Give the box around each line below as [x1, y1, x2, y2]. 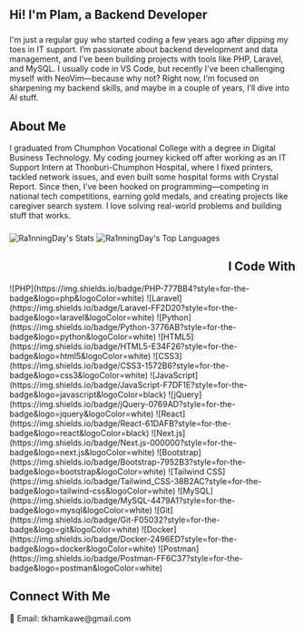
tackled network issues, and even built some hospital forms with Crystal [9, 171, 279, 182]
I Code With [228, 258, 296, 275]
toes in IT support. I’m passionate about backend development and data [9, 44, 279, 55]
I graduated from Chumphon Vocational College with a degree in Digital [9, 142, 277, 153]
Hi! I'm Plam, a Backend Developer [9, 7, 208, 23]
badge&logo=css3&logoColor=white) [9, 369, 148, 380]
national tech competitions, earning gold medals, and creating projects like [9, 190, 289, 202]
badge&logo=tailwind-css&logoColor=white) [9, 485, 176, 496]
